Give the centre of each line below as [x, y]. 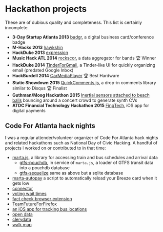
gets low [21, 183]
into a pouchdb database [44, 168]
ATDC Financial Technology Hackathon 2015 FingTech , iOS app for [81, 105]
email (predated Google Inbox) [43, 70]
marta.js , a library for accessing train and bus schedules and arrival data [85, 157]
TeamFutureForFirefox [34, 204]
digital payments [29, 110]
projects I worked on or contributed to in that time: [56, 148]
